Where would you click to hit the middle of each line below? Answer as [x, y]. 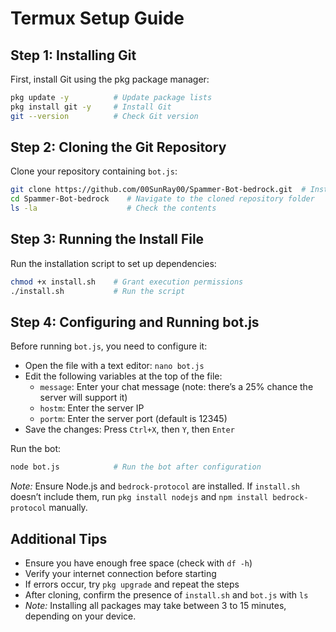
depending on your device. [80, 616]
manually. [68, 508]
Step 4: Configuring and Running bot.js [135, 322]
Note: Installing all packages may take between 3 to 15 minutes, [155, 606]
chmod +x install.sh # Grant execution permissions [127, 282]
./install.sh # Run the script [98, 291]
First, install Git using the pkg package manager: [110, 79]
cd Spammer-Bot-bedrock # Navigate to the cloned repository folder [162, 199]
